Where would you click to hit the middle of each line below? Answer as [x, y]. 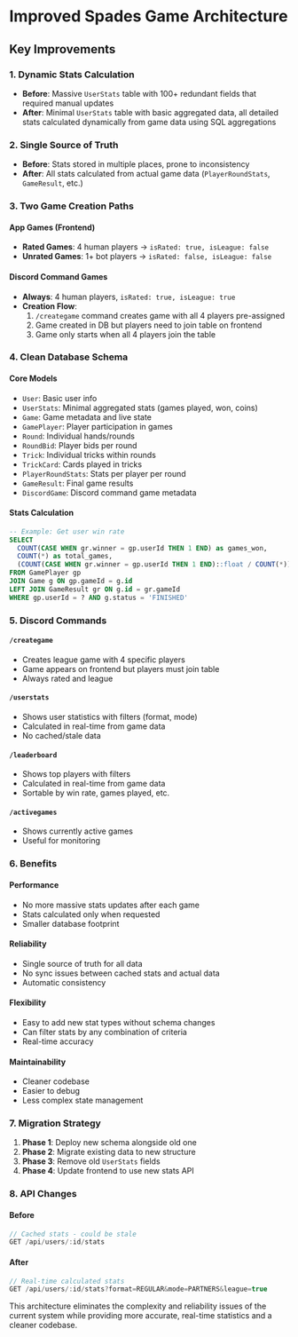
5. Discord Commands [58, 621]
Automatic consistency [64, 982]
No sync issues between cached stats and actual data [121, 973]
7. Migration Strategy [55, 1123]
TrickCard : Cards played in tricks [82, 464]
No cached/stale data [62, 736]
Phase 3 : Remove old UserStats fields [91, 1161]
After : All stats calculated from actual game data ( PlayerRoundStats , [146, 174]
